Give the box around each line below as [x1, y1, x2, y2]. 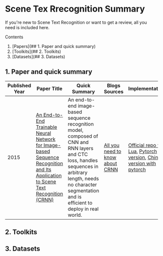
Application [35, 172, 62, 179]
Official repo [128, 142, 157, 148]
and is [67, 193, 81, 200]
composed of [67, 132, 98, 139]
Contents [5, 34, 23, 40]
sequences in [67, 163, 98, 170]
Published [7, 82, 32, 89]
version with [128, 160, 156, 167]
